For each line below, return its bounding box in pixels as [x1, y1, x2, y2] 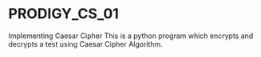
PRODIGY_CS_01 [8, 5, 120, 23]
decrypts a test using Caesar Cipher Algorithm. [8, 39, 164, 48]
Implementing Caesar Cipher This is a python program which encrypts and [8, 31, 254, 40]
